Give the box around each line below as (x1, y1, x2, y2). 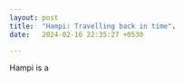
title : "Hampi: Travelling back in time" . (9, 22, 177, 31)
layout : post (9, 13, 59, 23)
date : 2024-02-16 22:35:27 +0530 (9, 30, 144, 39)
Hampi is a (9, 62, 50, 73)
